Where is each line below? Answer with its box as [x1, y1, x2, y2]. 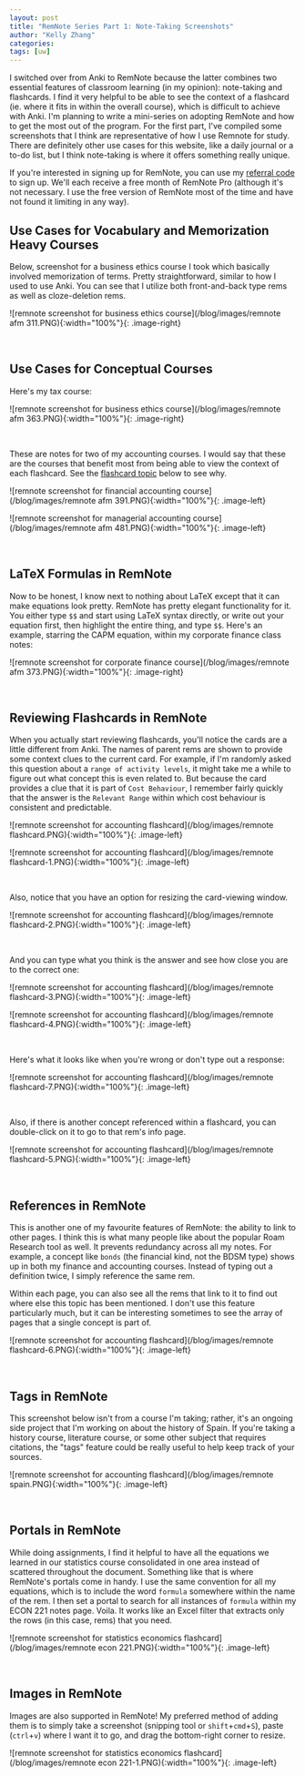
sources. [9, 1452, 43, 1462]
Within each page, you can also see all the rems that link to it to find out [9, 1288, 278, 1299]
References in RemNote [9, 1198, 147, 1213]
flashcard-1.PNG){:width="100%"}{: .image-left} [9, 857, 190, 868]
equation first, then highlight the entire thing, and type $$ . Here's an [9, 619, 263, 630]
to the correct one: [9, 965, 80, 975]
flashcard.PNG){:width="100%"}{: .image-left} [9, 830, 184, 841]
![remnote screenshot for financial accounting [9, 485, 181, 496]
